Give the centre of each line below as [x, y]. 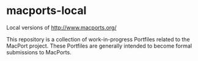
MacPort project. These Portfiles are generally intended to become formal [99, 46]
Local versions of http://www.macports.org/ [61, 27]
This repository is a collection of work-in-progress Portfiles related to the [98, 39]
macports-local [46, 11]
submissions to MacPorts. [39, 52]
